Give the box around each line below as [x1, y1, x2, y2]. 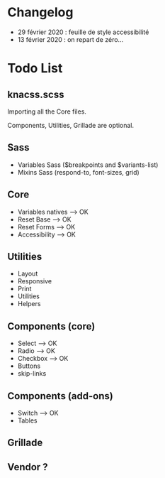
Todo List [7, 60, 63, 77]
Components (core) [7, 320, 96, 332]
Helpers [17, 300, 41, 308]
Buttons [17, 362, 41, 370]
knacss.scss [7, 88, 64, 100]
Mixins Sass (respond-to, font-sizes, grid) [17, 168, 140, 176]
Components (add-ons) [7, 390, 113, 402]
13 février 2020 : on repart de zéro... [17, 35, 124, 43]
